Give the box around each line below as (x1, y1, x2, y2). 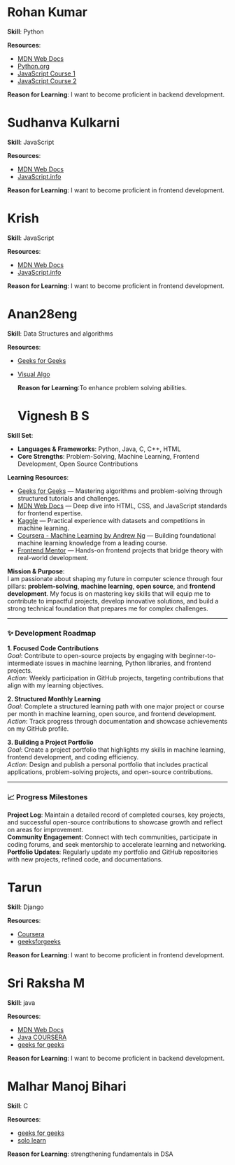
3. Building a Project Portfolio (7, 738, 94, 746)
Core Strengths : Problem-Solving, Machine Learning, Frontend (17, 452, 199, 460)
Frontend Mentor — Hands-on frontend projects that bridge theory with (17, 546, 224, 555)
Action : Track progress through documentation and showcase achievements (7, 717, 228, 725)
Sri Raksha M (7, 975, 85, 992)
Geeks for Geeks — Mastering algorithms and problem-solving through (17, 487, 222, 495)
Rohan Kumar (7, 4, 87, 20)
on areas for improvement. (7, 826, 84, 834)
